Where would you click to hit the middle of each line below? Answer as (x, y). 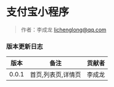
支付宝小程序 (38, 12)
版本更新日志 (25, 46)
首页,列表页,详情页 (56, 75)
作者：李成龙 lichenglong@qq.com (63, 30)
